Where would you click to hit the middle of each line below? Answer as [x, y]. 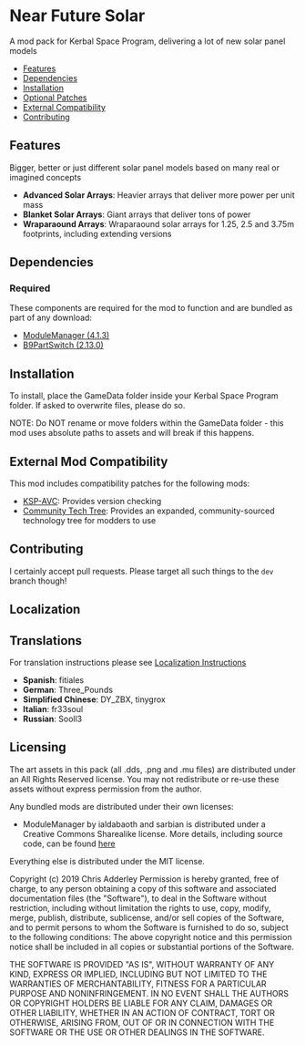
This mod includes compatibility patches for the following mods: [130, 483]
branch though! [38, 581]
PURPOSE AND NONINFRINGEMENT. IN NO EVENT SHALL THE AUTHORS [149, 993]
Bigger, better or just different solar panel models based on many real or [145, 167]
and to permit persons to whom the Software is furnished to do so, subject [149, 927]
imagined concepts [46, 177]
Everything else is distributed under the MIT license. [107, 861]
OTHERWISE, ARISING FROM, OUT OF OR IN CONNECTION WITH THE [142, 1022]
